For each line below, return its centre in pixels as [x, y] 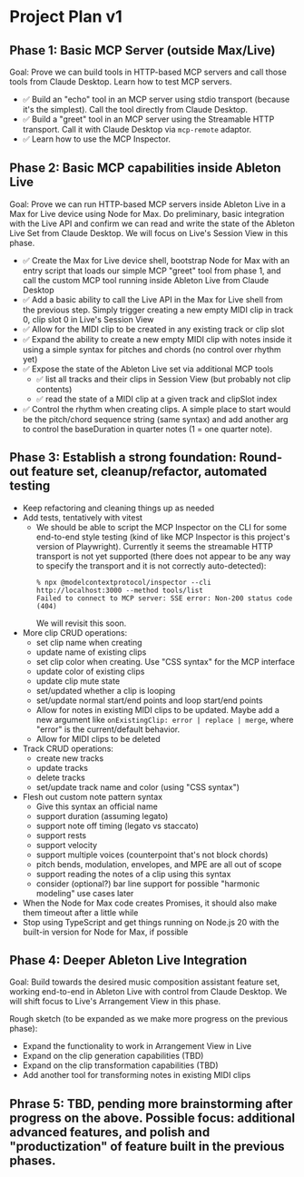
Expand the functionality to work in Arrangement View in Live [137, 1046]
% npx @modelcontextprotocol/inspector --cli [123, 582]
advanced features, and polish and [110, 1132]
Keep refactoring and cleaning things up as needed [118, 508]
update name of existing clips [91, 652]
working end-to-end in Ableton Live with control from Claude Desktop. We [148, 992]
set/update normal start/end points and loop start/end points [149, 700]
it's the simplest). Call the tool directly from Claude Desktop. [135, 109]
